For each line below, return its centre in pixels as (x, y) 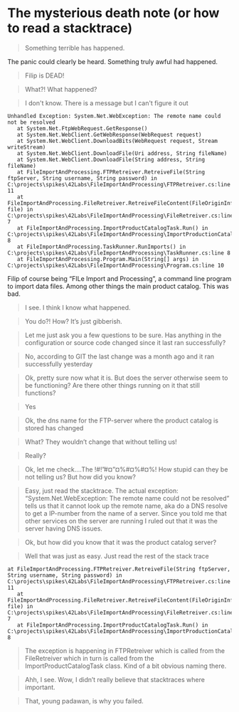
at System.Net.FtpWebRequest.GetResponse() (82, 128)
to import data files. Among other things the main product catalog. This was (118, 286)
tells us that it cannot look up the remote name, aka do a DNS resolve (126, 506)
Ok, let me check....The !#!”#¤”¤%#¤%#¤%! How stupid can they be (126, 469)
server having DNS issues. (64, 528)
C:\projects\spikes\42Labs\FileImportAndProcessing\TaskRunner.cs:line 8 (119, 253)
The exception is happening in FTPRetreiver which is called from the (125, 650)
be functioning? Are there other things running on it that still (112, 385)
